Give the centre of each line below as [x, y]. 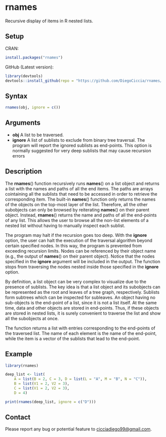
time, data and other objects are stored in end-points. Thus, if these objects [82, 308]
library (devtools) [24, 76]
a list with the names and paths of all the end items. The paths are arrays [79, 189]
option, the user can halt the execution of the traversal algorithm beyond [79, 240]
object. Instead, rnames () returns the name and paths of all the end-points [81, 215]
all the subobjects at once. [32, 318]
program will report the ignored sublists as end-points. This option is [82, 145]
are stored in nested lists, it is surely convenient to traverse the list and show [83, 313]
